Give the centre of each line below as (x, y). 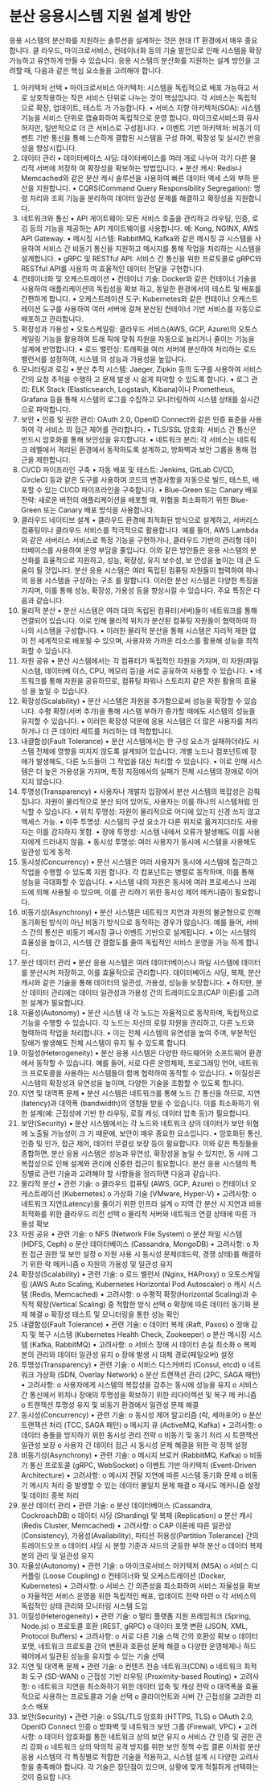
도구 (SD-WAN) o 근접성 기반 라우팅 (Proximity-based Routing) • (133, 1676)
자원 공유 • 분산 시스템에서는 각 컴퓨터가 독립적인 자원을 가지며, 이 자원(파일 (140, 660)
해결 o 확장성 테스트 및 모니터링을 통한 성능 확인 (105, 1314)
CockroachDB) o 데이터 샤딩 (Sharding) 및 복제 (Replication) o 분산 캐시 (136, 1515)
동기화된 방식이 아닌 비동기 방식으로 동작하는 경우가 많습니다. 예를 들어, (132, 922)
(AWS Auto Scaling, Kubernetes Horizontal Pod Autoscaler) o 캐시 (138, 1284)
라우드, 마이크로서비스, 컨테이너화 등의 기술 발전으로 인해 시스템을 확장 (151, 50)
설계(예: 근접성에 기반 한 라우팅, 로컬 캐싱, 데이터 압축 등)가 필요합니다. (140, 1113)
